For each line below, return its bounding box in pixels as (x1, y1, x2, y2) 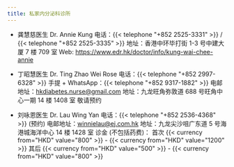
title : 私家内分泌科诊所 (7, 10, 71, 17)
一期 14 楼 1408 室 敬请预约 (23, 95, 102, 104)
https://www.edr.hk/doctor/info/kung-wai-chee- (75, 47, 214, 56)
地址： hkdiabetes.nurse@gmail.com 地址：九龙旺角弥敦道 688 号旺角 (17, 87, 217, 95)
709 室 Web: (38, 47, 75, 56)
